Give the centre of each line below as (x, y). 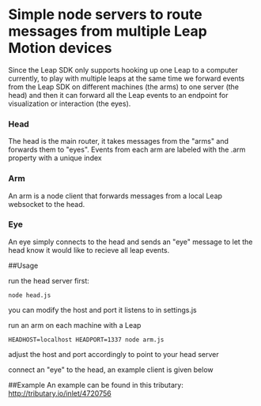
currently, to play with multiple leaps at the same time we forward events (127, 78)
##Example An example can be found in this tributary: (96, 385)
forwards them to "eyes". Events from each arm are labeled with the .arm (127, 150)
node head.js (30, 295)
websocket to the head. (47, 204)
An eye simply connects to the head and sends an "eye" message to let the (130, 242)
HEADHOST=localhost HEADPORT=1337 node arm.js (86, 340)
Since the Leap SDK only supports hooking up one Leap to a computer (123, 70)
